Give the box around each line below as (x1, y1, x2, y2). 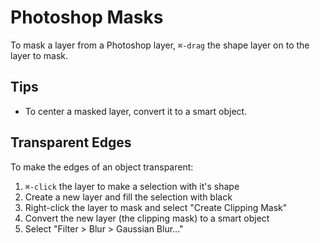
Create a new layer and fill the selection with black (24, 191, 233, 203)
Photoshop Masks (10, 6, 164, 29)
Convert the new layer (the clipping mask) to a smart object (24, 212, 270, 224)
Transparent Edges (10, 134, 132, 151)
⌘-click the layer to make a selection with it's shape (24, 180, 240, 192)
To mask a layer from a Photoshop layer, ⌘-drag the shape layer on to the (10, 39, 310, 51)
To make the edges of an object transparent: (10, 161, 194, 173)
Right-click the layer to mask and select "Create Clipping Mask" (24, 201, 288, 213)
